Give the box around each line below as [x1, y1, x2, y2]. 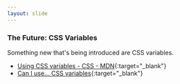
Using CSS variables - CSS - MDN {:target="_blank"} [17, 61, 167, 70]
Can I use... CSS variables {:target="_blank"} [17, 69, 143, 77]
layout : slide [7, 10, 48, 17]
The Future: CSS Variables [7, 32, 98, 42]
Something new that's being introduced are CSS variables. [7, 48, 174, 56]
